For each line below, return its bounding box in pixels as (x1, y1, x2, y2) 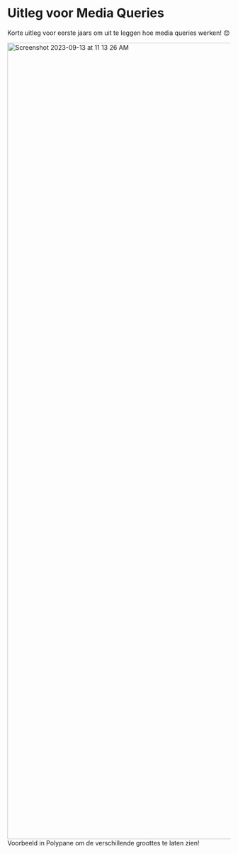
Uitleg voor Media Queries (7, 5, 164, 21)
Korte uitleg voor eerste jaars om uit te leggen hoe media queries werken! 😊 (7, 28, 230, 37)
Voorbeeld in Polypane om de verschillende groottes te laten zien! (7, 838, 200, 847)
